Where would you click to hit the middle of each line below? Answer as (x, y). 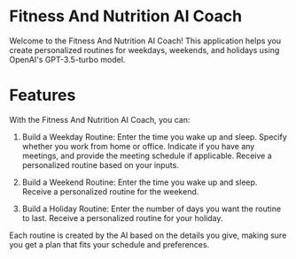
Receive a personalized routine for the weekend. (110, 191)
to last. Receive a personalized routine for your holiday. (122, 217)
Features (43, 95)
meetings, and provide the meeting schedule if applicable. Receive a (147, 156)
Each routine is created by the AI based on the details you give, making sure (148, 235)
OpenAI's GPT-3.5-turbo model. (67, 59)
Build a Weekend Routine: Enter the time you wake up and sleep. (140, 182)
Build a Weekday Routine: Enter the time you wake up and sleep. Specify (155, 137)
